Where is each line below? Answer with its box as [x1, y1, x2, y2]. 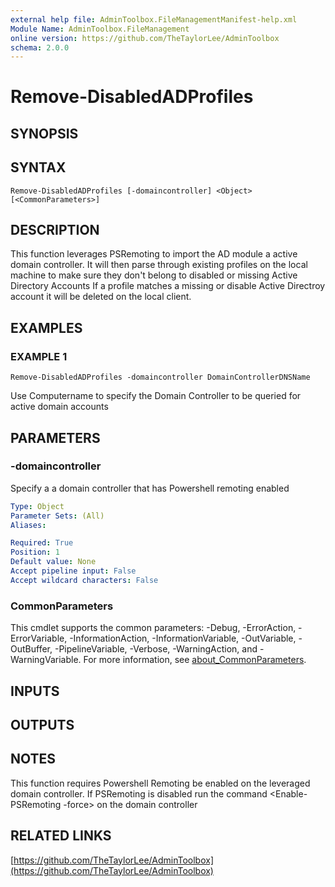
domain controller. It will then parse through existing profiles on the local [10, 259, 308, 271]
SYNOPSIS [10, 125, 79, 142]
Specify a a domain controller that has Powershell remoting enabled [10, 482, 290, 494]
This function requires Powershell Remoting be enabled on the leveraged [10, 777, 311, 789]
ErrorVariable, [10, 632, 68, 645]
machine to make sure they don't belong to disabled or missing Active [10, 269, 298, 281]
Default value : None [10, 557, 97, 567]
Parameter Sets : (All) [10, 511, 105, 521]
